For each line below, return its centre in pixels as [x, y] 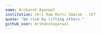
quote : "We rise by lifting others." [45, 19]
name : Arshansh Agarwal [30, 10]
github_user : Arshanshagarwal [37, 24]
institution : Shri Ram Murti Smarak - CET [50, 14]
